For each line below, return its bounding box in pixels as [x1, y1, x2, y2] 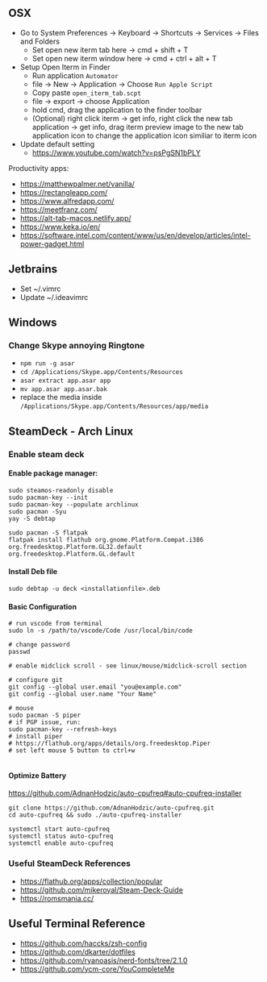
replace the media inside [19, 393, 102, 402]
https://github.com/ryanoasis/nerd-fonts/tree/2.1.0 [19, 955, 188, 965]
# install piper [8, 733, 63, 741]
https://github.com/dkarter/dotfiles [19, 947, 136, 956]
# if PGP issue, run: [8, 718, 81, 726]
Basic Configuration [8, 601, 77, 611]
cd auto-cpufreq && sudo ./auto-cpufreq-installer [8, 811, 182, 819]
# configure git [8, 676, 63, 684]
